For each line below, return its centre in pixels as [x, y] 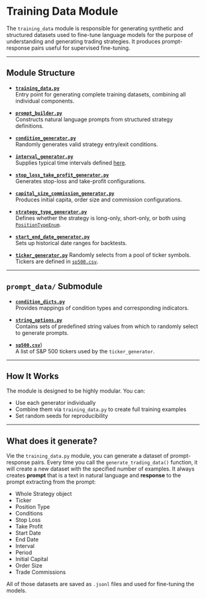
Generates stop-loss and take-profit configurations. [80, 181]
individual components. [45, 101]
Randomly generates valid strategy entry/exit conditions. [86, 144]
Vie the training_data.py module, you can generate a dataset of [88, 456]
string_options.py [39, 320]
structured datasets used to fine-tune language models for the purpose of [100, 34]
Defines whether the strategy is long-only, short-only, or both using [100, 218]
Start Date [28, 533]
